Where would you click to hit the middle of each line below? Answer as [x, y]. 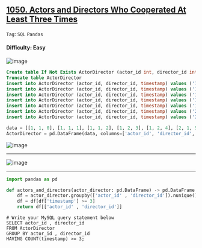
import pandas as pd [32, 179]
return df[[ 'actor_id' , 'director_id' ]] [69, 207]
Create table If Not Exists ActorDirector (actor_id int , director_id [96, 72]
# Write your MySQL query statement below [60, 218]
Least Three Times [42, 20]
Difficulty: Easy [26, 48]
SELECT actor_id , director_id [45, 223]
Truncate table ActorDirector [44, 78]
